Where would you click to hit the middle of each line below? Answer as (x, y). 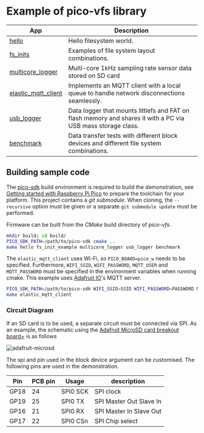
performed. (20, 213)
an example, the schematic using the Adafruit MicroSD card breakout (93, 330)
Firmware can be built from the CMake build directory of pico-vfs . (89, 224)
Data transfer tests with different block (123, 135)
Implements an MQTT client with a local (124, 85)
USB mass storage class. (104, 126)
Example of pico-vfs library (76, 11)
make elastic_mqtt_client (39, 295)
